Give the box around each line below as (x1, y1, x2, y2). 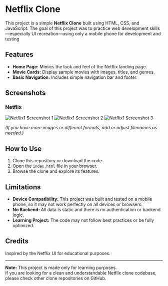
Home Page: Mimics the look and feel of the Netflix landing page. (12, 63, 147, 69)
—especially (5, 30, 31, 36)
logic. (12, 212, 24, 218)
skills (149, 25, 160, 31)
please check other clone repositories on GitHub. (5, 275, 106, 281)
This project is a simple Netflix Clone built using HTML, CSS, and (5, 20, 139, 26)
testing (5, 36, 19, 42)
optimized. (12, 223, 34, 229)
